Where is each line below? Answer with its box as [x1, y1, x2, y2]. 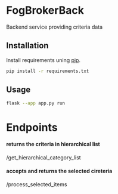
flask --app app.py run [6, 100, 66, 106]
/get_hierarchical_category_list [6, 153, 82, 161]
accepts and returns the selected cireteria [6, 168, 113, 175]
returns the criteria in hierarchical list [6, 141, 100, 148]
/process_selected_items [6, 180, 67, 188]
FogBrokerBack [6, 4, 85, 17]
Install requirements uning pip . [6, 56, 81, 63]
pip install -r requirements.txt [6, 68, 89, 74]
